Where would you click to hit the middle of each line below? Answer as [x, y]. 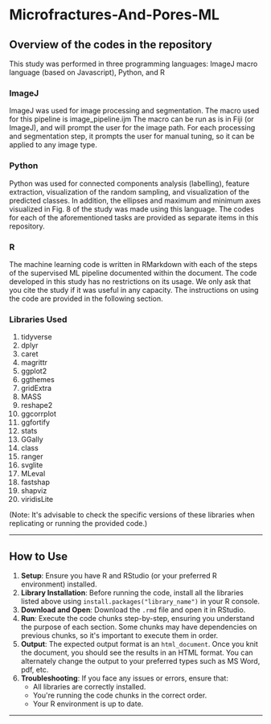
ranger [32, 457]
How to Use [39, 556]
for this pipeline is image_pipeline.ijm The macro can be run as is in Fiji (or [131, 119]
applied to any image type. [53, 145]
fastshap [35, 482]
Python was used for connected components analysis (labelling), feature [129, 183]
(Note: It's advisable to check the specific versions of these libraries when [132, 515]
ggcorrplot [39, 414]
